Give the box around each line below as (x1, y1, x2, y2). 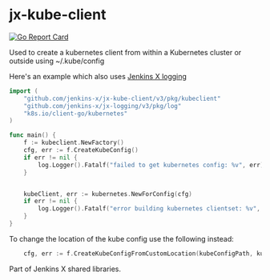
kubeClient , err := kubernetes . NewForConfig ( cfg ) (23, 190, 193, 198)
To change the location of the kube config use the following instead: (9, 234, 235, 243)
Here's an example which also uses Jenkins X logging (9, 71, 187, 81)
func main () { (9, 131, 57, 139)
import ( (9, 86, 38, 95)
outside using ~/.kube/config (9, 56, 105, 66)
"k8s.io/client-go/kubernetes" (23, 110, 128, 118)
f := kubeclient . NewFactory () (23, 138, 125, 147)
